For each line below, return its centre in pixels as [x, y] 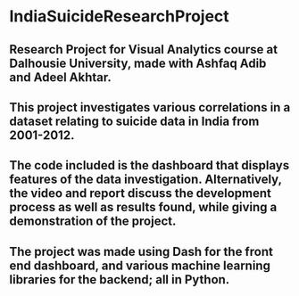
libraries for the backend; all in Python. [120, 280]
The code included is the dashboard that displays [149, 165]
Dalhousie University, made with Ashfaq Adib [138, 63]
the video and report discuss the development [141, 193]
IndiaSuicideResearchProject [119, 16]
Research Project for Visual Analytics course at [144, 49]
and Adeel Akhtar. [60, 77]
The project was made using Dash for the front [141, 251]
